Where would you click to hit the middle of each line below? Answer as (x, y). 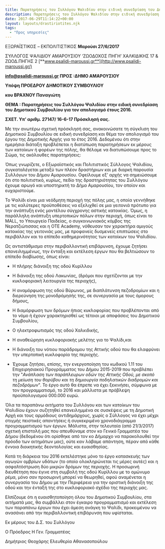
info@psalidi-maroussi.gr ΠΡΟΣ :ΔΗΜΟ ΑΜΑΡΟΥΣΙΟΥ (62, 76)
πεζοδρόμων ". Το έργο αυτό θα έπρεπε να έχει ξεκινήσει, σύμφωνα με (84, 385)
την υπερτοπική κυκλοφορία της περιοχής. (56, 355)
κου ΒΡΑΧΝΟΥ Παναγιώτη (33, 95)
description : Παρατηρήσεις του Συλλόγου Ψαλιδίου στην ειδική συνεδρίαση (82, 14)
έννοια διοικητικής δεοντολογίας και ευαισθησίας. (57, 447)
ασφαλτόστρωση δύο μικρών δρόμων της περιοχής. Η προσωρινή (72, 467)
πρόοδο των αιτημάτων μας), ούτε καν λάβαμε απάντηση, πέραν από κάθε (82, 441)
